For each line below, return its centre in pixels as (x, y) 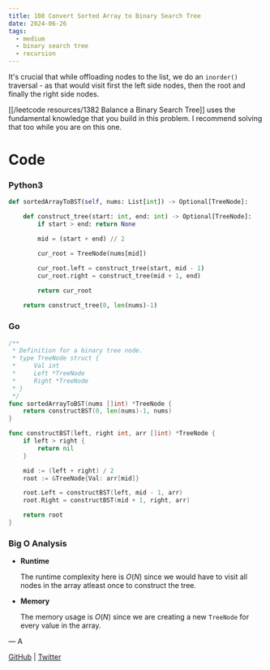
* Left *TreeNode (48, 374)
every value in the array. (60, 625)
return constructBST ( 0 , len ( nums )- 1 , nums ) (98, 411)
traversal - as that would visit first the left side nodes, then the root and (127, 85)
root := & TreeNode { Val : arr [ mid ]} (81, 478)
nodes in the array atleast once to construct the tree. (108, 586)
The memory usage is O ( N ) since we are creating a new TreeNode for (135, 617)
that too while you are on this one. (65, 127)
